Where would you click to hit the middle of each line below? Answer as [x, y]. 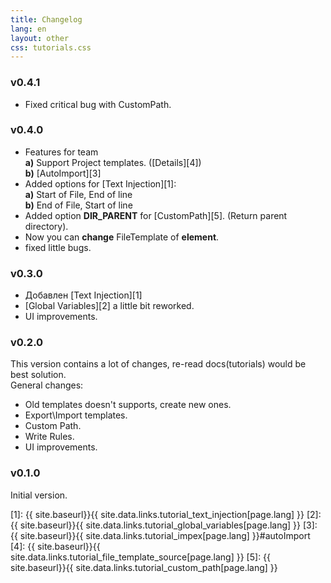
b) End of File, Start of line [78, 205]
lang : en [28, 29]
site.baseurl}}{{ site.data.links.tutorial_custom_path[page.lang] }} [144, 567]
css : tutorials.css [51, 47]
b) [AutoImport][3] [63, 173]
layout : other [40, 38]
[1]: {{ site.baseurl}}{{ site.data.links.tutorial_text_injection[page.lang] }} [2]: [166, 514]
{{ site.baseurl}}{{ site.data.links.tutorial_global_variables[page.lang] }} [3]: [164, 525]
